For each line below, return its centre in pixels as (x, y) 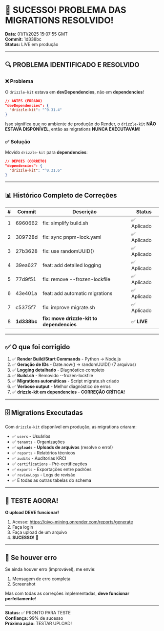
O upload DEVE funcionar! (32, 513)
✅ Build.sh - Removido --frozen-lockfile (53, 375)
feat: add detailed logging (72, 265)
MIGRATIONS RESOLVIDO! (59, 20)
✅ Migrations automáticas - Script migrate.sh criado (66, 381)
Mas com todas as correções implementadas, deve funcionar (67, 593)
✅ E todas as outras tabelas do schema (52, 480)
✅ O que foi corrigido (38, 347)
